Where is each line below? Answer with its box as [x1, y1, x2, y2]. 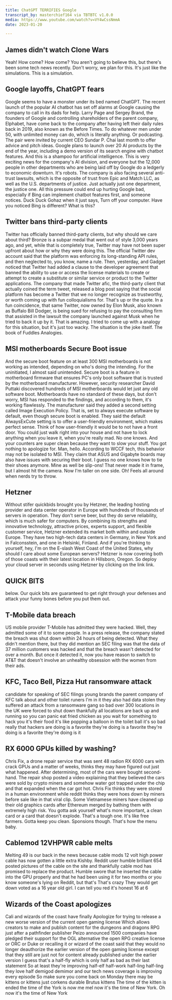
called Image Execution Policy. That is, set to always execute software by [5, 407, 160, 413]
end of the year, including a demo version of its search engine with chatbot [5, 148, 164, 154]
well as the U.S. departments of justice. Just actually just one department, [5, 181, 161, 187]
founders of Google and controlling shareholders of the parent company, [5, 115, 159, 121]
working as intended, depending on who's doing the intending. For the [5, 363, 154, 370]
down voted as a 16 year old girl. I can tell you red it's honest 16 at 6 [5, 885, 148, 891]
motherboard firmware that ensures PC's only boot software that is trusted [5, 374, 163, 381]
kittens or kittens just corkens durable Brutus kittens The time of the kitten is [5, 979, 166, 986]
